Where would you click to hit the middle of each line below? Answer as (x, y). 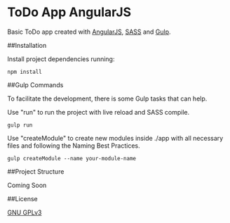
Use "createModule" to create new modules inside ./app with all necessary (115, 138)
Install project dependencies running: (61, 59)
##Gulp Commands (35, 84)
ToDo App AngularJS (69, 12)
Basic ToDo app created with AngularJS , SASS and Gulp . (89, 32)
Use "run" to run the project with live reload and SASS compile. (99, 112)
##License (23, 198)
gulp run (20, 125)
